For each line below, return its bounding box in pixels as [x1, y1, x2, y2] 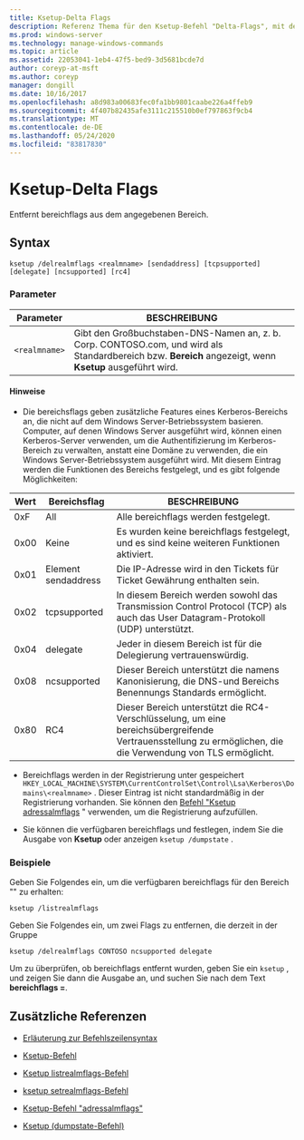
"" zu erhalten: [9, 886, 64, 898]
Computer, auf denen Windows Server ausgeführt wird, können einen [22, 425, 282, 436]
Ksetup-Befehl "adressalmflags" [22, 1103, 143, 1114]
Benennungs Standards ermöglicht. [116, 687, 267, 698]
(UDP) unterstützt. [116, 623, 195, 635]
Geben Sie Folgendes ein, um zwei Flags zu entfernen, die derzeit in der [9, 920, 278, 931]
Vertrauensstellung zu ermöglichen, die [116, 736, 284, 747]
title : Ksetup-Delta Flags [9, 13, 111, 23]
